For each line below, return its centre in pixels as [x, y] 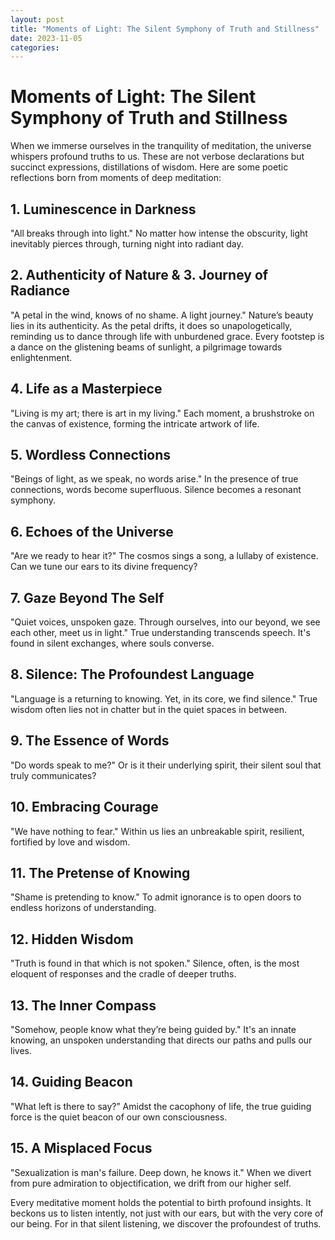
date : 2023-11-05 [46, 38]
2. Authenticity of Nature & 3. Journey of [139, 275]
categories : [35, 47]
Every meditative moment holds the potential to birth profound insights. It [161, 1202]
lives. [21, 1050]
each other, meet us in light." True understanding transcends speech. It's [160, 633]
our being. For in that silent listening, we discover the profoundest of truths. [166, 1223]
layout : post [37, 19]
